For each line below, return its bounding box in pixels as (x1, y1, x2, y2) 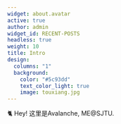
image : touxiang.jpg (20, 89, 80, 96)
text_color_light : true (20, 82, 90, 89)
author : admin (7, 23, 49, 30)
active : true (7, 17, 46, 24)
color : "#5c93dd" (20, 75, 71, 83)
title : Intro (7, 50, 46, 57)
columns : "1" (13, 63, 52, 70)
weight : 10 (7, 43, 39, 50)
